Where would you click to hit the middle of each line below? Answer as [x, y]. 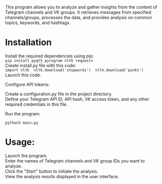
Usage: [20, 142]
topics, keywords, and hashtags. [38, 23]
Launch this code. [23, 75]
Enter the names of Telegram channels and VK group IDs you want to [75, 161]
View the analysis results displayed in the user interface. [62, 176]
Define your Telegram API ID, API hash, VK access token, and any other [77, 99]
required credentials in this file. [36, 104]
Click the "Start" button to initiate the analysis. [52, 171]
